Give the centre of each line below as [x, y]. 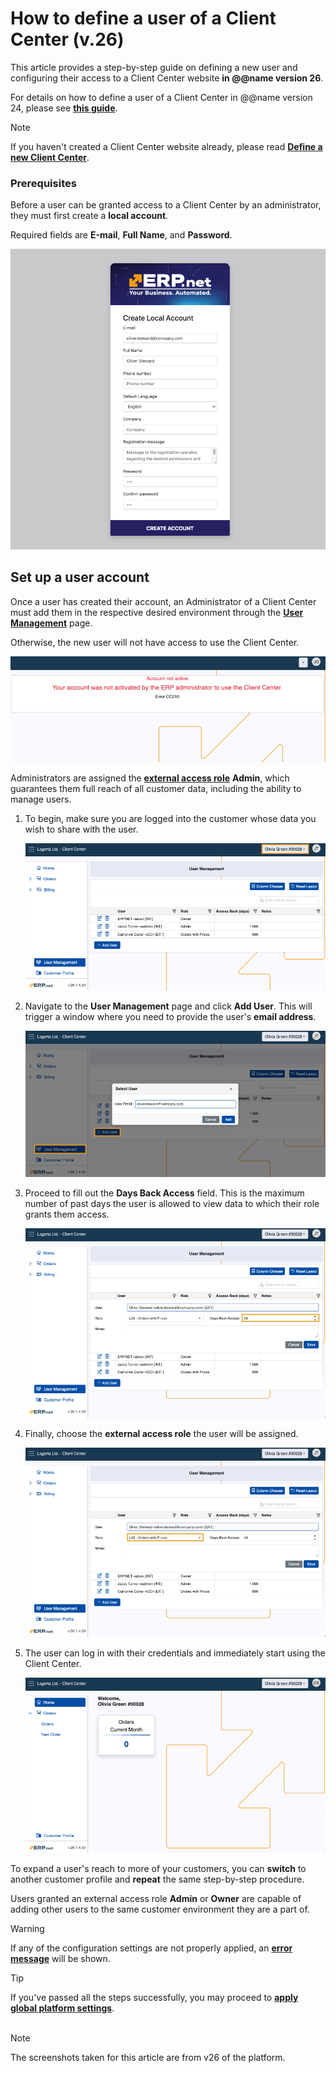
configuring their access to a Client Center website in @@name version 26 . [167, 78]
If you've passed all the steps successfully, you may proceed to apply [154, 1997]
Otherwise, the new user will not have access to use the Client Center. [155, 642]
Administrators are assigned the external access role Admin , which [150, 778]
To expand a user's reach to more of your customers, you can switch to [158, 1868]
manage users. [41, 799]
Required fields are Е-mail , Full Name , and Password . [121, 235]
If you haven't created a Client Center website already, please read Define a [166, 146]
